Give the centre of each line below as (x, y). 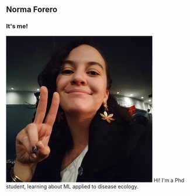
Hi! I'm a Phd (169, 180)
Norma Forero (32, 10)
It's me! (17, 26)
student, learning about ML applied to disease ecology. (72, 186)
